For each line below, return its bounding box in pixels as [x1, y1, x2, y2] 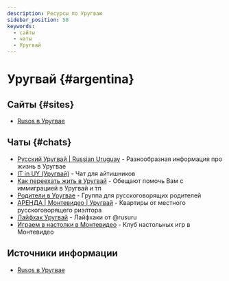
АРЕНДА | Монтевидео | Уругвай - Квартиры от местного [16, 198, 186, 206]
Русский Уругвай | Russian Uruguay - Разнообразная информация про [16, 155, 223, 163]
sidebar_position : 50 [7, 16, 69, 23]
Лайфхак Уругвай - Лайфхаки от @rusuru [16, 213, 137, 221]
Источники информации [7, 247, 118, 259]
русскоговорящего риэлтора [16, 206, 102, 214]
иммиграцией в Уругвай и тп [16, 184, 101, 192]
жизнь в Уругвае [16, 162, 67, 170]
